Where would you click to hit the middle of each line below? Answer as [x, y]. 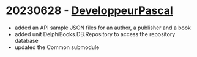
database [26, 40]
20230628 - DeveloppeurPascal [90, 11]
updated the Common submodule [57, 47]
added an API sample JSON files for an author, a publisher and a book [102, 28]
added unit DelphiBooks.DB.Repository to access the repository [95, 34]
